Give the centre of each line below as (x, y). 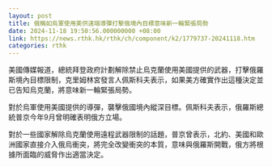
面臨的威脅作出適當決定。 (65, 155)
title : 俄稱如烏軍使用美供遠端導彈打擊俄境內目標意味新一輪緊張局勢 (108, 23)
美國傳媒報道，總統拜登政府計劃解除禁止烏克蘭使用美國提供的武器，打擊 (129, 70)
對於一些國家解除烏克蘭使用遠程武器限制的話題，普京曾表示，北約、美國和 (132, 135)
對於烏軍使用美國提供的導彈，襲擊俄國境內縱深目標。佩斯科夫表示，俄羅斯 (132, 107)
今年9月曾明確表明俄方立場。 (78, 117)
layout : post (30, 16)
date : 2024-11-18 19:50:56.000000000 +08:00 (85, 31)
